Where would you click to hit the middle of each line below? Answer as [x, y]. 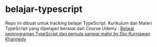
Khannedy [16, 39]
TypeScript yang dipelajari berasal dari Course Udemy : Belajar [70, 28]
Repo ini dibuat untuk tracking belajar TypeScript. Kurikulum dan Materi [79, 23]
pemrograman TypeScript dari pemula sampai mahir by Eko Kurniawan [78, 33]
